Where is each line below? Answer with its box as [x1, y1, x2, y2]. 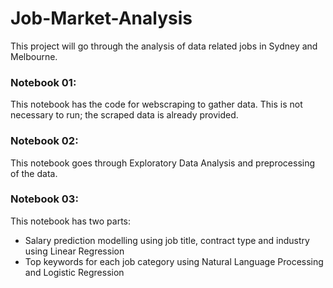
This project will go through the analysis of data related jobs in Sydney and [10, 40, 318, 52]
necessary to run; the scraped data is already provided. [10, 109, 239, 121]
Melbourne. [10, 50, 58, 62]
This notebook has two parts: [10, 215, 132, 227]
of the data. [10, 167, 58, 179]
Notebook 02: [10, 134, 79, 148]
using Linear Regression [24, 245, 125, 257]
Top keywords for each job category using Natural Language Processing [24, 255, 324, 267]
